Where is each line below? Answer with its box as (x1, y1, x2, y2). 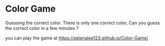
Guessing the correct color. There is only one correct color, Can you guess (5, 20, 160, 26)
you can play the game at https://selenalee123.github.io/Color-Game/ (5, 35, 148, 41)
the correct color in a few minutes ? (5, 25, 79, 31)
